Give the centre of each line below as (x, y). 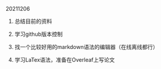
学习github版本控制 (39, 34)
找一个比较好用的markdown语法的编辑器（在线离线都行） (86, 47)
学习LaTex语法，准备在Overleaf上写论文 (64, 60)
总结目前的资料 (33, 21)
